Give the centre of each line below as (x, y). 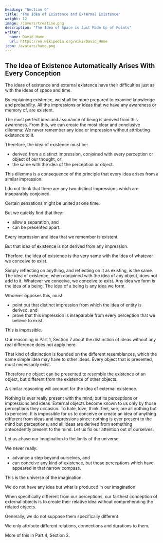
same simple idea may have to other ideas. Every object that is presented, (79, 359)
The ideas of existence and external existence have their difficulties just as (80, 85)
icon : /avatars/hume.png (30, 46)
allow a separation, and (36, 222)
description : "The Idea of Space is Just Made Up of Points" (68, 28)
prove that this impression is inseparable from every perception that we (84, 315)
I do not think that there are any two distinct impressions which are (72, 189)
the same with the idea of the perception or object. (63, 165)
